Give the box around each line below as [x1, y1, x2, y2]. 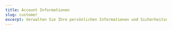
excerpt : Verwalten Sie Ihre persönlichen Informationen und [5, 17, 139, 22]
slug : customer [5, 12, 38, 17]
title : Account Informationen [5, 7, 70, 13]
